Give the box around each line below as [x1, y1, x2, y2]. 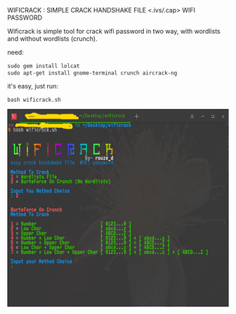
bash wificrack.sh [7, 96, 61, 103]
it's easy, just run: [7, 82, 58, 90]
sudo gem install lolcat [7, 63, 80, 70]
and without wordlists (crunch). [7, 34, 98, 43]
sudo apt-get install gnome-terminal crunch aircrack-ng [7, 70, 178, 77]
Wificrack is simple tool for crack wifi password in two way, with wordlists [7, 27, 221, 35]
